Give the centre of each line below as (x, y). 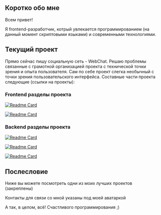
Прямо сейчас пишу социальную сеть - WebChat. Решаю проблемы (76, 61)
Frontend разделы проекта (38, 94)
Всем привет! (19, 19)
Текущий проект (31, 50)
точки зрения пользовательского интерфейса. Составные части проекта (80, 77)
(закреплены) (19, 188)
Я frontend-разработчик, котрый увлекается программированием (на (77, 29)
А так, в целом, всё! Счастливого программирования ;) (62, 207)
